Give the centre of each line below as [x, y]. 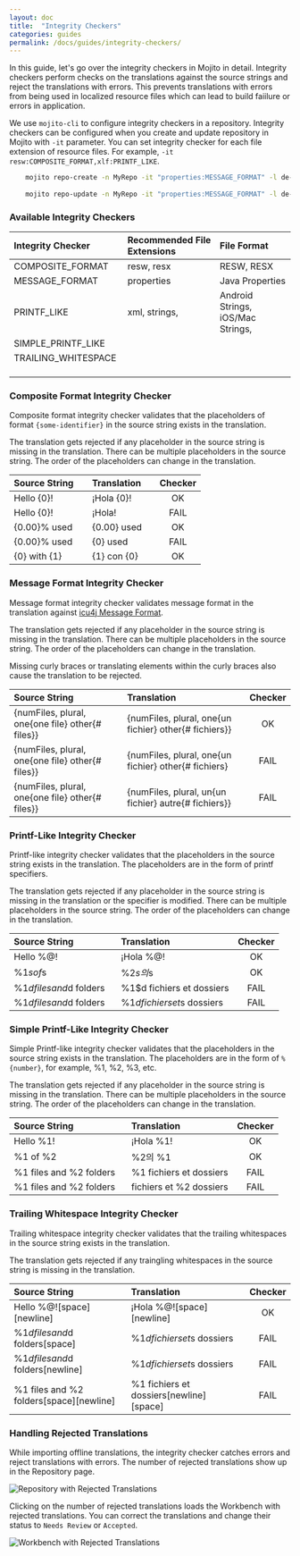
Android [237, 296]
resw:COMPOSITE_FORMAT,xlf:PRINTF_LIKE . [84, 161]
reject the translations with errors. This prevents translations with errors [141, 87]
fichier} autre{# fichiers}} [179, 803]
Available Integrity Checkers [72, 217]
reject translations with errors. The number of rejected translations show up [148, 1461]
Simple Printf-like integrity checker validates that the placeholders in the [142, 1049]
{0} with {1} [38, 557]
